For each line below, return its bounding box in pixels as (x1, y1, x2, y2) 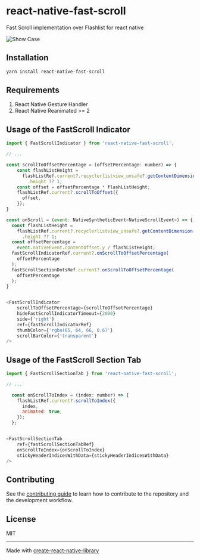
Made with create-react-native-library (6, 547, 99, 554)
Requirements (6, 85, 60, 95)
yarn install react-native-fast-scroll (6, 69, 105, 75)
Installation (6, 52, 49, 63)
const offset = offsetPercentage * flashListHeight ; (17, 184, 151, 190)
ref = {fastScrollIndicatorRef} (17, 321, 92, 327)
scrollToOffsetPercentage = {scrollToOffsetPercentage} (17, 305, 153, 311)
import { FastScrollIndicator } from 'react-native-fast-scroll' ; (6, 140, 174, 147)
